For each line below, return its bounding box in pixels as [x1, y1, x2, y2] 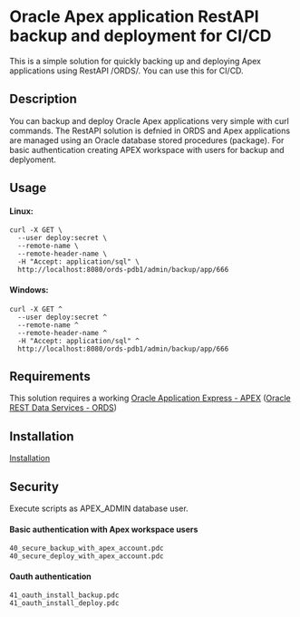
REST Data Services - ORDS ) [9, 402, 118, 413]
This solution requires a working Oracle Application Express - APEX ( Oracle [9, 392, 292, 404]
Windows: [9, 284, 49, 295]
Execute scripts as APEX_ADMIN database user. [9, 503, 189, 514]
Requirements [9, 369, 91, 384]
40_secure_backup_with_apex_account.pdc [9, 544, 165, 554]
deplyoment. [9, 154, 57, 165]
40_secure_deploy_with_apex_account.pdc [9, 552, 165, 561]
